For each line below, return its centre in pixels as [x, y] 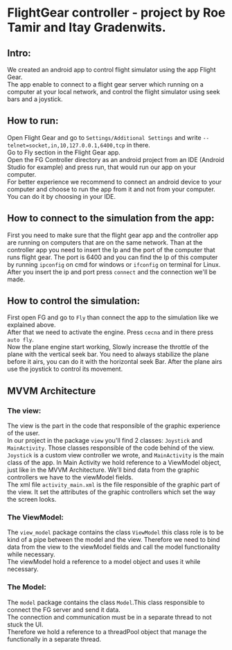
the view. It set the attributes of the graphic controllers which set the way [111, 492]
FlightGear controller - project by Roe [116, 13]
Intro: [19, 53]
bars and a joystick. [35, 99]
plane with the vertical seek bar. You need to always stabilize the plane [108, 354]
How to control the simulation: [74, 301]
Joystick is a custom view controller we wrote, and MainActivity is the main [116, 455]
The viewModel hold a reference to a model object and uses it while [104, 562]
